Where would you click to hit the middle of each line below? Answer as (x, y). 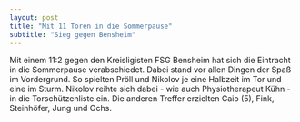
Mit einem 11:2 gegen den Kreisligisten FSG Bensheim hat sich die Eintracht (150, 61)
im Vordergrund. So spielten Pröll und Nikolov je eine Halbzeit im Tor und (145, 80)
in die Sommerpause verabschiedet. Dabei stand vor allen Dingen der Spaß (150, 70)
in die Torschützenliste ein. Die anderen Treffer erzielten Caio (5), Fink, (142, 99)
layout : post (34, 18)
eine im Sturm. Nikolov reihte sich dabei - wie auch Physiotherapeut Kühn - (150, 89)
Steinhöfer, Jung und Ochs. (60, 108)
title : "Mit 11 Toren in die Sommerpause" (91, 26)
